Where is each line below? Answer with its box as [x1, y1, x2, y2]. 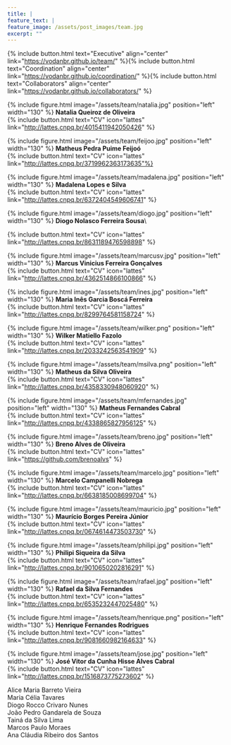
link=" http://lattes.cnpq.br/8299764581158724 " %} [7, 310, 155, 318]
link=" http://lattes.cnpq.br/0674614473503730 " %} [7, 528, 156, 536]
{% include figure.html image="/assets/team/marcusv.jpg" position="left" [7, 251, 221, 260]
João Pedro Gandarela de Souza [7, 708, 102, 717]
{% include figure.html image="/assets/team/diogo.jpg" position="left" [7, 209, 213, 217]
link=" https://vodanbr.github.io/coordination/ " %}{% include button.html [7, 72, 217, 81]
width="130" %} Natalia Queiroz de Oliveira [7, 108, 136, 117]
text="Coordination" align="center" [7, 64, 110, 73]
